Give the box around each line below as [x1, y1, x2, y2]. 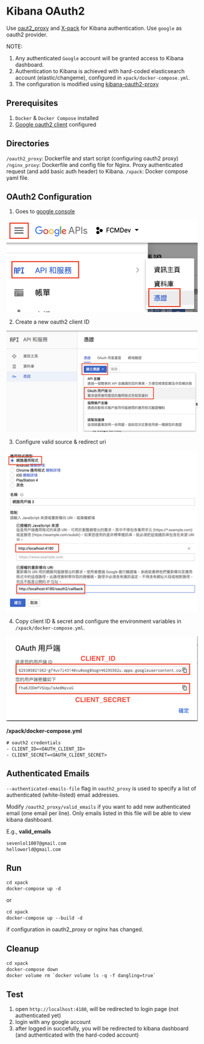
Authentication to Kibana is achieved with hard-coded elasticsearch [15, 67, 185, 74]
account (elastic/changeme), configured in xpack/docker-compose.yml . [15, 74, 190, 81]
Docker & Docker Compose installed [15, 114, 99, 121]
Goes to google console [15, 208, 75, 215]
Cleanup [6, 943, 39, 954]
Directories [6, 138, 50, 149]
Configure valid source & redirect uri [15, 438, 106, 446]
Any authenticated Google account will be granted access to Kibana [15, 54, 184, 62]
